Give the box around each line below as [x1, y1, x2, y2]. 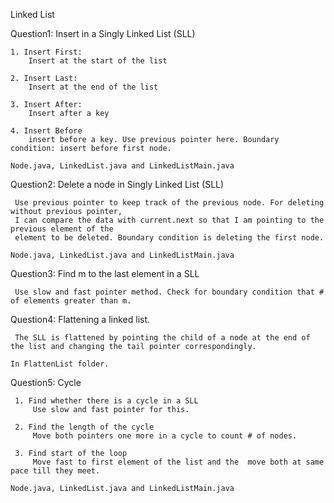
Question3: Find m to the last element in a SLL [10, 268, 200, 279]
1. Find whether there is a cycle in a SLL [14, 396, 199, 406]
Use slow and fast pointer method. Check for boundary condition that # [14, 287, 325, 297]
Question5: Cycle [10, 377, 82, 388]
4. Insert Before [10, 126, 83, 136]
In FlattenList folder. [10, 359, 110, 369]
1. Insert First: [10, 47, 83, 57]
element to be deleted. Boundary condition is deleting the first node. [14, 233, 325, 243]
